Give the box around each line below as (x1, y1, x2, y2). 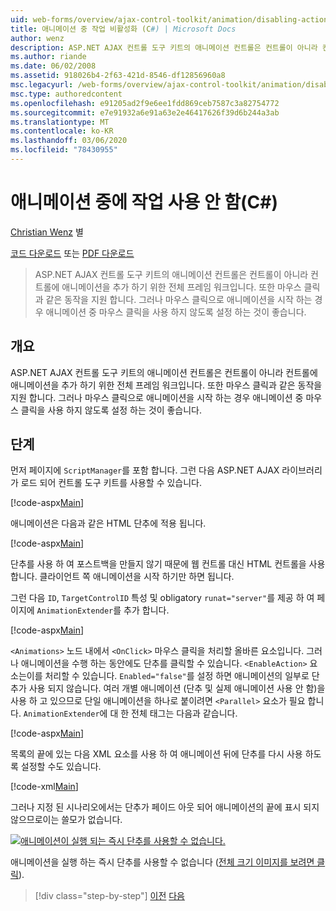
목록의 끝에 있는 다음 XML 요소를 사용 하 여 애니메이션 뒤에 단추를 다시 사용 (10, 748, 303, 760)
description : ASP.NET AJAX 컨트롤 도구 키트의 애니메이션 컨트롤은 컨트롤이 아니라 (10, 42, 318, 53)
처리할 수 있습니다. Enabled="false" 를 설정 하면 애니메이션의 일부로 (44, 670, 310, 682)
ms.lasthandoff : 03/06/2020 (10, 136, 128, 146)
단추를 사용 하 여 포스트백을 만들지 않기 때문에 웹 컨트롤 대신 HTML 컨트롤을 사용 (10, 558, 326, 570)
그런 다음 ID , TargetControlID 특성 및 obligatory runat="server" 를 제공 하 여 (10, 592, 315, 604)
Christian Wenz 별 (10, 226, 84, 238)
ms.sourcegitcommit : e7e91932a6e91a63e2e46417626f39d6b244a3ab (10, 107, 280, 118)
